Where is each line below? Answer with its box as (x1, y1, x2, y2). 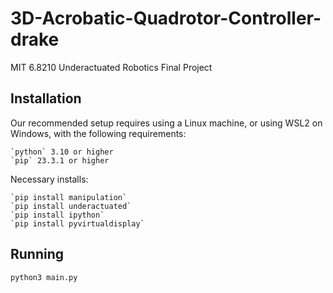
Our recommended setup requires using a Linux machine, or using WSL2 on (10, 117, 323, 129)
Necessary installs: (10, 173, 89, 185)
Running (10, 246, 65, 263)
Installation (10, 90, 82, 107)
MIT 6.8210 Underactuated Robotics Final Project (10, 61, 213, 73)
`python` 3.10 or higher (10, 147, 114, 157)
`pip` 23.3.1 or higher (10, 155, 110, 166)
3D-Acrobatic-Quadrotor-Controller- (10, 7, 322, 30)
